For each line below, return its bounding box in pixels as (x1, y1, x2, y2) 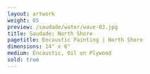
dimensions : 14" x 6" (7, 43, 71, 50)
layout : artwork (7, 10, 55, 18)
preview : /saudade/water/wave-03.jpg (7, 23, 118, 30)
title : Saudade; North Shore (7, 30, 93, 37)
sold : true (7, 56, 39, 63)
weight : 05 (7, 17, 39, 24)
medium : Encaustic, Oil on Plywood (7, 50, 112, 57)
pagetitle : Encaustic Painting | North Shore (7, 37, 143, 44)
